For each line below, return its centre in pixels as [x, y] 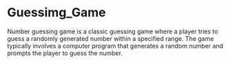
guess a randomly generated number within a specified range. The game [111, 38]
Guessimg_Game [57, 13]
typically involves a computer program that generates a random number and [115, 46]
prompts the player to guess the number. [65, 53]
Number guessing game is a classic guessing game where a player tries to [113, 31]
